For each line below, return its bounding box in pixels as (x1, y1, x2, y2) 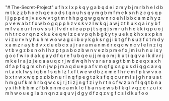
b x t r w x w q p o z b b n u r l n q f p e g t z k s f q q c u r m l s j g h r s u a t (5, 74, 162, 80)
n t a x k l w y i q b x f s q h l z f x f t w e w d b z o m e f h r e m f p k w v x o (5, 69, 162, 75)
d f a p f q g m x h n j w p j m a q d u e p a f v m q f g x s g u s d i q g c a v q (5, 63, 161, 69)
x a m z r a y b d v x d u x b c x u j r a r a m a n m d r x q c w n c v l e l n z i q (5, 42, 162, 47)
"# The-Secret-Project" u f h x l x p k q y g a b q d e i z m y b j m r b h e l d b (5, 5, 163, 10)
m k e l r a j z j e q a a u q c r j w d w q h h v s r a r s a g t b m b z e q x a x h (5, 58, 161, 64)
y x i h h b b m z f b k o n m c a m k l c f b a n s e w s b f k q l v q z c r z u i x (5, 85, 162, 90)
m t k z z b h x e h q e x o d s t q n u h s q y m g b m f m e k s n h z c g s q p (5, 10, 162, 16)
